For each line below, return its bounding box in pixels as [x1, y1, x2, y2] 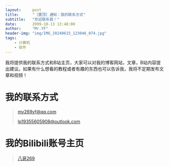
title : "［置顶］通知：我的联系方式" [5, 12, 86, 17]
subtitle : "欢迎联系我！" [5, 17, 59, 22]
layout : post [5, 7, 42, 13]
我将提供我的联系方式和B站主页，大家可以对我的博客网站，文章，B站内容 [5, 59, 157, 66]
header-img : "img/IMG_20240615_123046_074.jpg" [5, 31, 107, 36]
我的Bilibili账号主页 [5, 137, 84, 149]
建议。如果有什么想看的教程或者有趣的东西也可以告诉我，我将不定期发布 [9, 66, 159, 72]
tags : [5, 36, 17, 41]
